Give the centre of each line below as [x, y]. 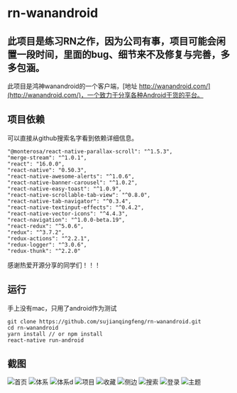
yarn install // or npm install [55, 334]
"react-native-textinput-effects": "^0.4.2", [76, 208]
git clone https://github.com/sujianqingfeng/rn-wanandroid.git [104, 321]
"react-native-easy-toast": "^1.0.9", [65, 189]
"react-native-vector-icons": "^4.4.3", [68, 214]
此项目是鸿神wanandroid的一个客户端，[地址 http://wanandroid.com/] [109, 86]
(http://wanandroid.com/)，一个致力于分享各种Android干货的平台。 [105, 95]
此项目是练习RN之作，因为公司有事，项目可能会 [112, 41]
